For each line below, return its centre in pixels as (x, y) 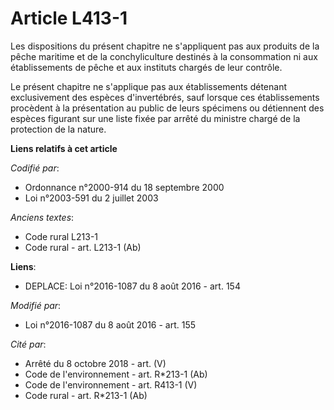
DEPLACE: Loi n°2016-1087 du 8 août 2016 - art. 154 (132, 286)
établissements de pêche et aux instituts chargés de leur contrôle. (146, 67)
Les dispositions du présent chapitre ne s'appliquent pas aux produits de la (165, 46)
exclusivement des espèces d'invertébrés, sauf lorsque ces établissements (165, 97)
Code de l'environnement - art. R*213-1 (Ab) (116, 374)
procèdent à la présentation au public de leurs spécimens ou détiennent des (167, 108)
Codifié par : (35, 168)
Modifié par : (36, 305)
